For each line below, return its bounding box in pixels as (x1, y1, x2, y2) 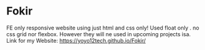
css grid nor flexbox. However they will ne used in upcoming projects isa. (6, 30, 191, 37)
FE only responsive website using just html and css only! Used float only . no (6, 24, 199, 31)
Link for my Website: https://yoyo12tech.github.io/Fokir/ (6, 37, 146, 44)
